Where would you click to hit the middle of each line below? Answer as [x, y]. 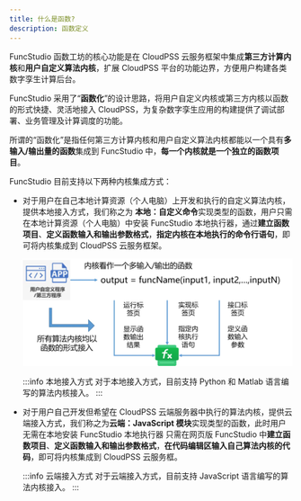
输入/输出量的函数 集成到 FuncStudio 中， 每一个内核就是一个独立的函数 [140, 151]
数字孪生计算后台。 [45, 79]
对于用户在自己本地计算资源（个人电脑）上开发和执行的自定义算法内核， [156, 200]
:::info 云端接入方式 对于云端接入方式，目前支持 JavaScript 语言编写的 [151, 476]
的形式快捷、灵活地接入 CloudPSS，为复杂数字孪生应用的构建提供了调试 [143, 109]
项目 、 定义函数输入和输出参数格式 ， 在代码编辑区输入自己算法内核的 [156, 446]
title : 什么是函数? [42, 19]
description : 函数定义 [49, 28]
